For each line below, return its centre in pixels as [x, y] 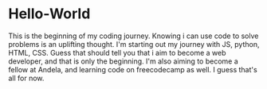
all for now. [26, 78]
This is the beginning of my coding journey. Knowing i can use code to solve [133, 36]
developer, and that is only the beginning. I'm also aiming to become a [124, 61]
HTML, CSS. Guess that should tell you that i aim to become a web [117, 52]
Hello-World [49, 14]
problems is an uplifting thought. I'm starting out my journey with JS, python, [134, 44]
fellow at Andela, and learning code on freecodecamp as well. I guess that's [133, 69]
